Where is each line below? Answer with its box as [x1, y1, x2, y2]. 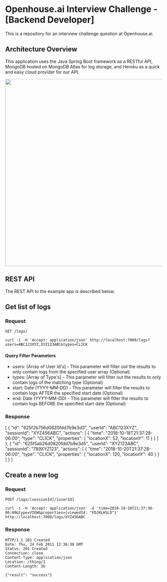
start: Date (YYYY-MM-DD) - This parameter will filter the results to [12, 385, 150, 391]
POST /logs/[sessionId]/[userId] [5, 497, 75, 502]
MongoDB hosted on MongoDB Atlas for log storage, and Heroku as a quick [5, 63, 160, 69]
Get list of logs [5, 302, 51, 311]
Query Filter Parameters [5, 352, 56, 358]
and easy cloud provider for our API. [5, 69, 80, 75]
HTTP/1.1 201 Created [5, 538, 50, 543]
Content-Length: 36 [5, 564, 46, 569]
